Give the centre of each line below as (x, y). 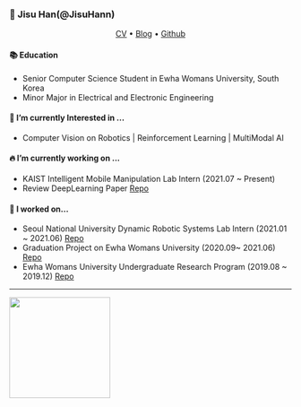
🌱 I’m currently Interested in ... (67, 118)
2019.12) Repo (48, 276)
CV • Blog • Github (150, 34)
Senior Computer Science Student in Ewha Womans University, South (150, 78)
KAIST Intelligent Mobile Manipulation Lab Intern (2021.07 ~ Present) (149, 178)
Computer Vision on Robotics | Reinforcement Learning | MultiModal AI (153, 137)
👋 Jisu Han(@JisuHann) (62, 14)
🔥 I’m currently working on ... (65, 158)
